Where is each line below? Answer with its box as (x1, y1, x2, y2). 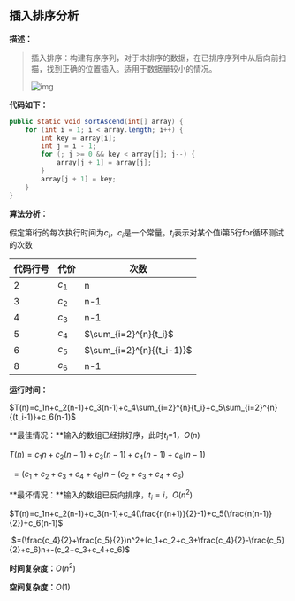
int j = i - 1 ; (41, 142, 97, 150)
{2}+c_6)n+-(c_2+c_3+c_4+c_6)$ (9, 544, 131, 555)
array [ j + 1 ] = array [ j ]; (56, 158, 152, 167)
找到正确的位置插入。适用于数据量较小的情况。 (46, 63, 217, 73)
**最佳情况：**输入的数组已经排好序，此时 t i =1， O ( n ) (9, 430, 200, 443)
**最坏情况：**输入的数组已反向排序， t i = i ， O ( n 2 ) (9, 488, 193, 502)
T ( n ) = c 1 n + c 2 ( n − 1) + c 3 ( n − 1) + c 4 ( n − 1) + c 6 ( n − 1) (9, 450, 206, 462)
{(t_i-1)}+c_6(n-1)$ (9, 412, 77, 422)
